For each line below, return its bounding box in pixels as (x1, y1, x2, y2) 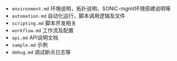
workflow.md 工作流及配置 (11, 27, 74, 34)
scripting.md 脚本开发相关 (11, 20, 77, 26)
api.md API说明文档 (11, 34, 59, 41)
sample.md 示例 (11, 41, 48, 48)
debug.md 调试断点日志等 (11, 49, 71, 55)
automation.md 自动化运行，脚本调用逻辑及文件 (11, 12, 126, 19)
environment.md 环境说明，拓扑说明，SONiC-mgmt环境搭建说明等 (11, 5, 171, 12)
